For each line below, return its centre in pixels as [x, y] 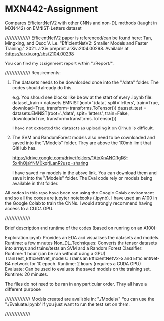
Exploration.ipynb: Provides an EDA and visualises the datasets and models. [82, 237]
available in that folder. [35, 183]
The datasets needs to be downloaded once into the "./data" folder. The [85, 82]
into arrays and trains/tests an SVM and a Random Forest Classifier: [74, 248]
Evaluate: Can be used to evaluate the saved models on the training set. [78, 269]
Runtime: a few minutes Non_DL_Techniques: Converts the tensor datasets [81, 243]
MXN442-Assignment [52, 9]
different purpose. [23, 289]
